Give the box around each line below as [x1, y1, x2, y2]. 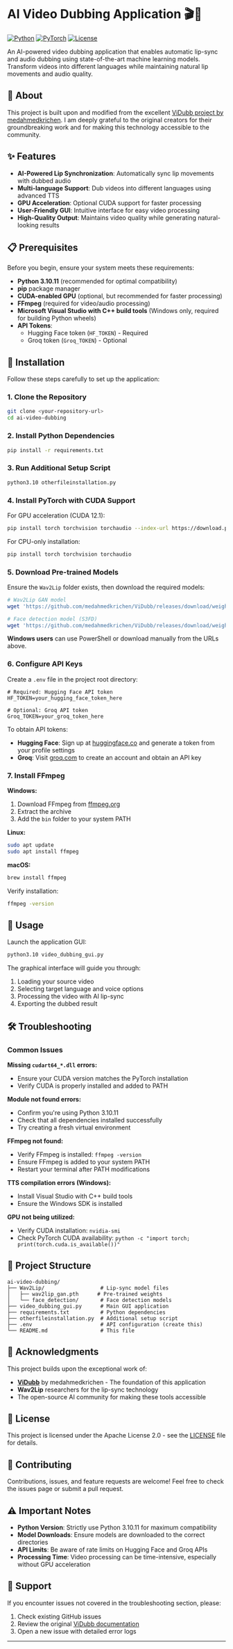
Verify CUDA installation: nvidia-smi [17, 1226, 121, 1234]
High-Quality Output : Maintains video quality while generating [17, 214, 196, 222]
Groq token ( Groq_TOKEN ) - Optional [27, 336, 127, 345]
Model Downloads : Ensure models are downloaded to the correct [17, 1530, 205, 1538]
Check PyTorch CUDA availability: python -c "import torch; [17, 1233, 191, 1242]
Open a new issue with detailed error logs [17, 1627, 137, 1635]
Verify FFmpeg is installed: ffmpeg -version [17, 1150, 142, 1159]
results [40, 220, 60, 229]
